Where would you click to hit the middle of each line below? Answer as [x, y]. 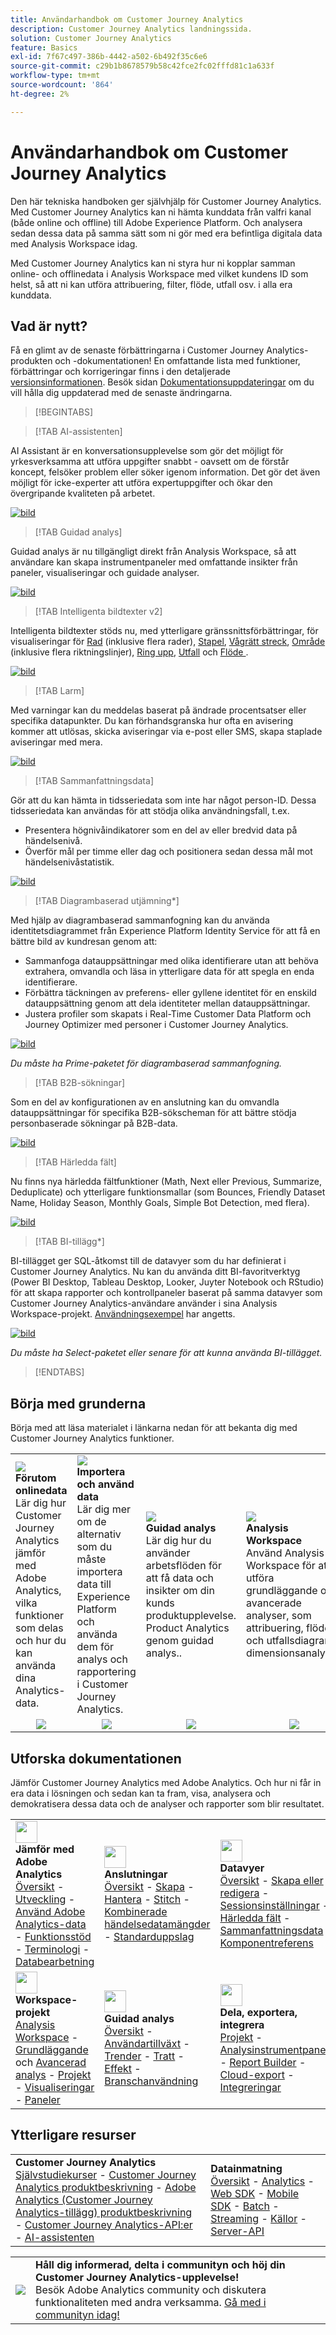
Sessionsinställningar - [274, 1905]
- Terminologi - [52, 1949]
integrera [242, 2024]
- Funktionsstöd [53, 1936]
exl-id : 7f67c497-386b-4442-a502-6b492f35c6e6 [109, 57]
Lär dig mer [104, 1509]
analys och [102, 1659]
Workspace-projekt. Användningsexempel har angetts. [123, 1314]
